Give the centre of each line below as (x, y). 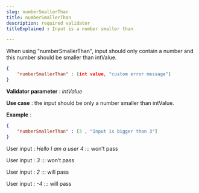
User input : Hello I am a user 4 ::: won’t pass (62, 148)
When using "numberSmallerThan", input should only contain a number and (100, 51)
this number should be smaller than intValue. (62, 57)
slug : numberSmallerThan (37, 12)
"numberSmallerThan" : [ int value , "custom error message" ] (94, 74)
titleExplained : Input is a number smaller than (70, 29)
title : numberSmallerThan (39, 17)
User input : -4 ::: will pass (39, 183)
